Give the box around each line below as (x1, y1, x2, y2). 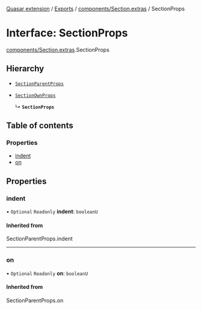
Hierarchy (6, 63, 44, 74)
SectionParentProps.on (6, 297, 64, 304)
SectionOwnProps (14, 92, 56, 98)
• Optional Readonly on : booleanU (6, 270, 88, 277)
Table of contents (6, 121, 73, 131)
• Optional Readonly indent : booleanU (6, 208, 98, 215)
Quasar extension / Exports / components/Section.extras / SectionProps (6, 5, 185, 12)
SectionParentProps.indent (6, 235, 73, 242)
